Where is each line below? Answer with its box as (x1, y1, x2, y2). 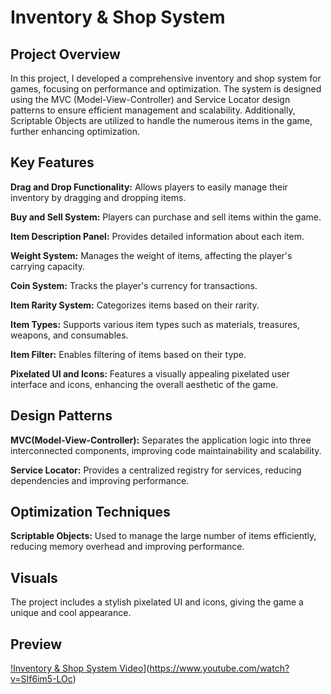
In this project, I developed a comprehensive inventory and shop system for (10, 72, 322, 84)
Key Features (10, 154, 95, 171)
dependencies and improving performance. (10, 474, 190, 486)
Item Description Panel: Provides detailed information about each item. (10, 230, 305, 242)
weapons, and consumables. (10, 329, 129, 341)
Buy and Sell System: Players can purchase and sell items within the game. (10, 211, 322, 223)
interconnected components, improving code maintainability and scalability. (10, 444, 322, 456)
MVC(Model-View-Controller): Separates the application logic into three (10, 434, 312, 446)
